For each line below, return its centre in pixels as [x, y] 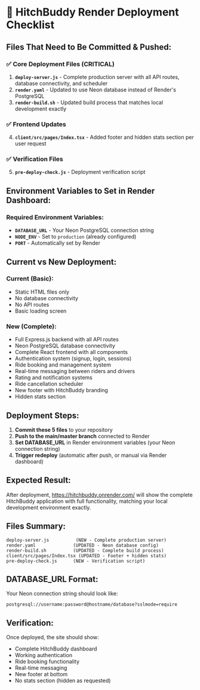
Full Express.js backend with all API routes [67, 340]
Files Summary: [36, 526]
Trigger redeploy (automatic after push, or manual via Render [91, 455]
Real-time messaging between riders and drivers [75, 371]
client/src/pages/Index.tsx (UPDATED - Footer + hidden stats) [87, 555]
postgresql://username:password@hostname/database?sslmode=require [92, 604]
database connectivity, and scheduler [61, 83]
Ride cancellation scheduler [49, 384]
